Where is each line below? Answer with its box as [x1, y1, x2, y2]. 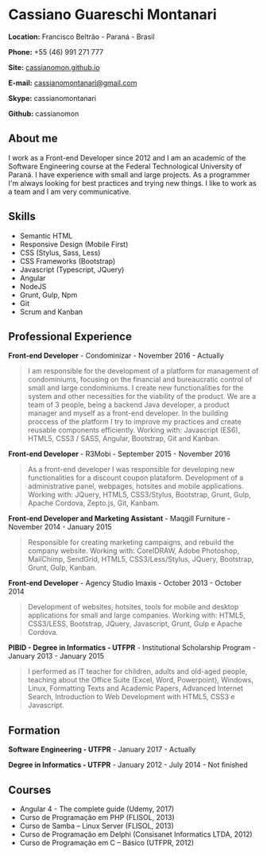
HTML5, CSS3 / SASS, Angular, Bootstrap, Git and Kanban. [27, 434, 220, 443]
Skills [8, 210, 36, 223]
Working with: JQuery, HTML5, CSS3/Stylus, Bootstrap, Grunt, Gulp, [27, 490, 252, 500]
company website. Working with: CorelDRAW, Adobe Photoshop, [27, 546, 240, 555]
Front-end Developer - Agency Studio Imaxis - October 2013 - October [8, 578, 242, 588]
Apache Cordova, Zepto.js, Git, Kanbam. [27, 498, 161, 508]
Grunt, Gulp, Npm [19, 290, 78, 300]
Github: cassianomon [8, 109, 79, 118]
